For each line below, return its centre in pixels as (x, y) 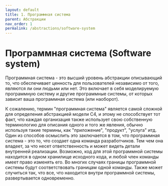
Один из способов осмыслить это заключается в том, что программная (83, 135)
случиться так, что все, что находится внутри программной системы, (80, 173)
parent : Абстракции (26, 19)
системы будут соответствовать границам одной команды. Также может (84, 167)
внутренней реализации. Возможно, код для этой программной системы (84, 151)
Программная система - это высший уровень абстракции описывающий (84, 78)
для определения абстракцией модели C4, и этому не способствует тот (83, 114)
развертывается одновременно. (40, 178)
